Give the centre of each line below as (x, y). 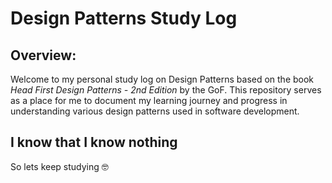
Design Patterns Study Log (124, 18)
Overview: (43, 55)
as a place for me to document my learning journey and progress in (149, 100)
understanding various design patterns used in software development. (155, 111)
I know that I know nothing (94, 142)
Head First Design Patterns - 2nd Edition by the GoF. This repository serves (166, 90)
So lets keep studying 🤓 (59, 166)
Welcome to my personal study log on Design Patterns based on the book (162, 79)
